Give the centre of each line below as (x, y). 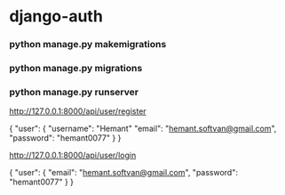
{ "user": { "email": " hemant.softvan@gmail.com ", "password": (123, 173)
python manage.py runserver (74, 92)
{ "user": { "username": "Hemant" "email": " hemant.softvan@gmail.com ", (143, 129)
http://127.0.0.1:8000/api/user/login (73, 155)
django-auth (56, 16)
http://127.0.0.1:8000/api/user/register (78, 111)
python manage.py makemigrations (88, 45)
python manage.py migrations (76, 69)
